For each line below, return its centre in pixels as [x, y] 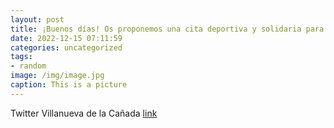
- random [28, 66]
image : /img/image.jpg [57, 76]
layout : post [37, 19]
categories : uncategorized [66, 47]
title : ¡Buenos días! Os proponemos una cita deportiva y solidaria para [167, 29]
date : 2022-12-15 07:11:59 [66, 38]
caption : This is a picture [69, 85]
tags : [21, 57]
